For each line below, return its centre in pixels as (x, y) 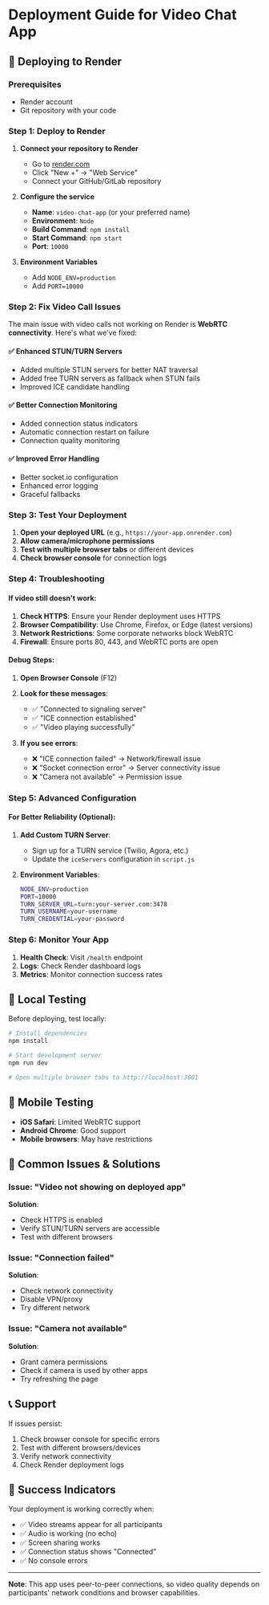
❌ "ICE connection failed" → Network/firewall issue (116, 758)
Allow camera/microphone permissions (87, 541)
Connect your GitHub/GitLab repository (96, 181)
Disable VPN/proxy (51, 1299)
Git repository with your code (68, 110)
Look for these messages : (64, 693)
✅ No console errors (54, 1561)
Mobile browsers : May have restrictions (86, 1139)
